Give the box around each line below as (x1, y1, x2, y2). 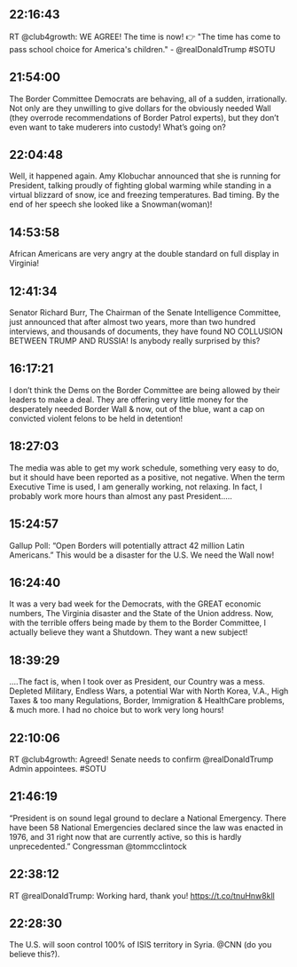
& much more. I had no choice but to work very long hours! (9, 705, 224, 716)
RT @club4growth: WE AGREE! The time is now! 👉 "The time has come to (9, 31, 281, 42)
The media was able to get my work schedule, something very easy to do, (9, 462, 279, 473)
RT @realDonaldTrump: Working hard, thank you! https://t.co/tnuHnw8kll (9, 890, 275, 900)
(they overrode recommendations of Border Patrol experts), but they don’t (9, 112, 279, 123)
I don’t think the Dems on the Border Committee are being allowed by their (9, 384, 281, 395)
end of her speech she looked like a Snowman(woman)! (9, 199, 213, 210)
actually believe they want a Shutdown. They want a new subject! (9, 627, 248, 638)
